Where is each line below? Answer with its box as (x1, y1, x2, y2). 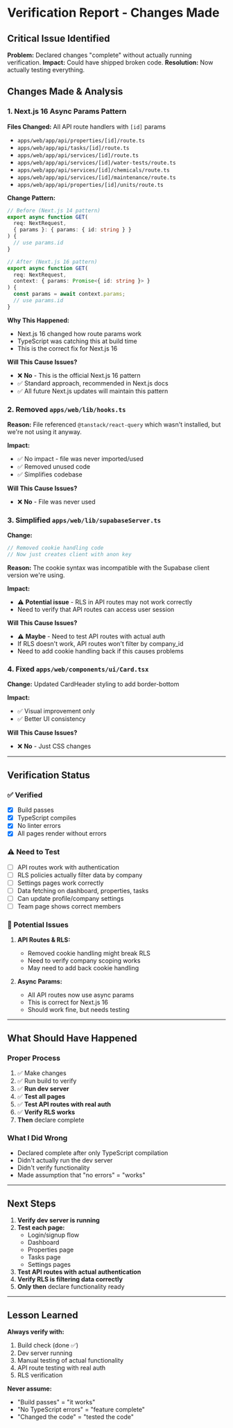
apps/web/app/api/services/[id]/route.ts (17, 151, 139, 159)
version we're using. (7, 571, 65, 579)
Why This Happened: (7, 316, 69, 324)
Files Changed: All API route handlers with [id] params (7, 122, 166, 131)
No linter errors (17, 822, 61, 830)
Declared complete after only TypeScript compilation (17, 1149, 169, 1157)
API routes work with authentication (17, 863, 120, 871)
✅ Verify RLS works (17, 1108, 76, 1116)
